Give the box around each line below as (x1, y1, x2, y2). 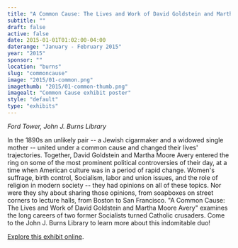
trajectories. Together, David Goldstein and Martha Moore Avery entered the (7, 150, 229, 159)
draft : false (7, 23, 46, 30)
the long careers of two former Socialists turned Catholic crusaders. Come (7, 210, 225, 220)
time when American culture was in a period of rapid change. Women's (7, 166, 215, 174)
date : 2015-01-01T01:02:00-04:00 (7, 37, 106, 44)
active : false (7, 30, 50, 38)
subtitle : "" (7, 17, 46, 24)
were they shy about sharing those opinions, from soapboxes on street (7, 188, 214, 197)
